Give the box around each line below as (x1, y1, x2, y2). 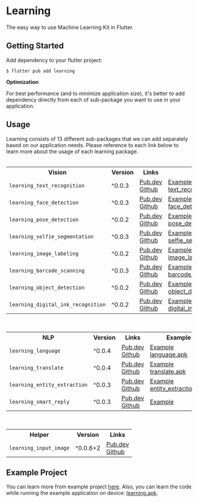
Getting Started (6, 41, 64, 51)
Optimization (6, 78, 39, 85)
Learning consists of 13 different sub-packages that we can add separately (6, 135, 189, 142)
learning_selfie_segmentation (9, 233, 94, 240)
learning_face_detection (9, 199, 79, 206)
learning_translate (9, 364, 64, 371)
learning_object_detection (9, 284, 85, 291)
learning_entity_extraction (9, 381, 88, 388)
